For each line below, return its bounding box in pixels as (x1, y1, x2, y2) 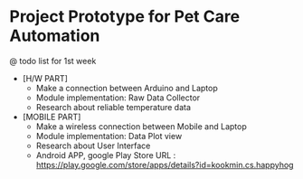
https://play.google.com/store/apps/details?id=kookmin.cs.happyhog (35, 159, 294, 170)
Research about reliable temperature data (35, 101, 192, 112)
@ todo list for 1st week (9, 55, 97, 66)
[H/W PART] (22, 72, 68, 83)
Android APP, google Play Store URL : (35, 149, 176, 160)
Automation (9, 25, 100, 46)
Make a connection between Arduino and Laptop (35, 82, 219, 93)
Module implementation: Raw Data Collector (35, 92, 201, 103)
